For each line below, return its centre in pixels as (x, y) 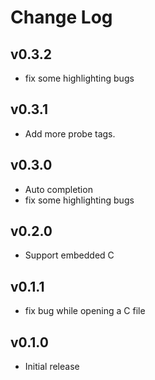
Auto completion (58, 189)
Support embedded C (69, 255)
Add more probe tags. (70, 133)
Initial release (52, 367)
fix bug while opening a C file (85, 311)
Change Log (61, 17)
